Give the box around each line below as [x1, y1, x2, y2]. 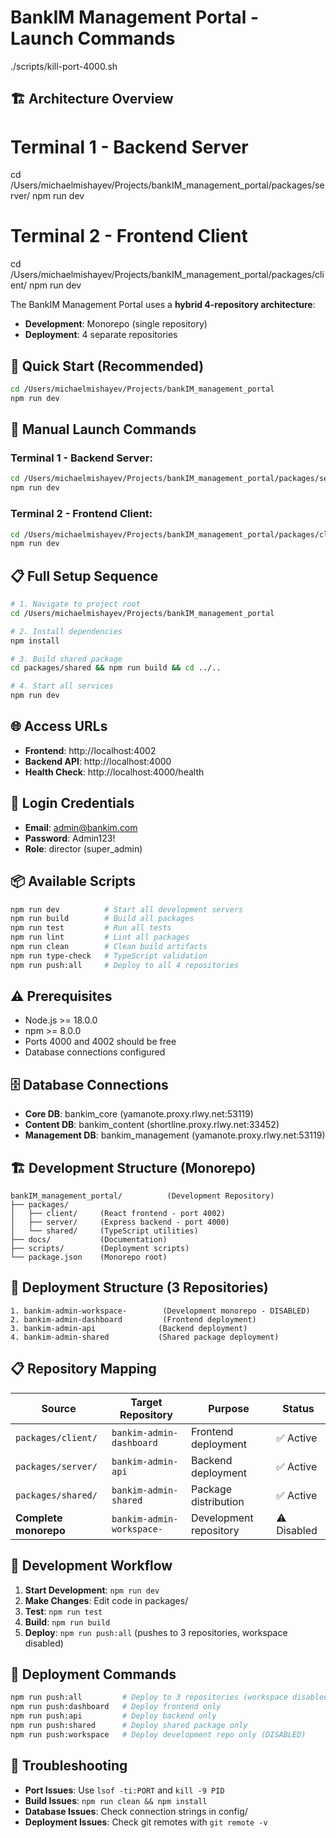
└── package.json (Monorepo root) [10, 1252, 168, 1263]
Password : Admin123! [24, 832, 116, 844]
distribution [190, 1494, 245, 1508]
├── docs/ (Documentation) [10, 1235, 168, 1245]
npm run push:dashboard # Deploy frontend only [10, 1702, 222, 1712]
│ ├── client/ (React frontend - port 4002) [10, 1209, 226, 1219]
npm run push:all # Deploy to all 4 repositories [10, 960, 240, 970]
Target [130, 1395, 163, 1409]
